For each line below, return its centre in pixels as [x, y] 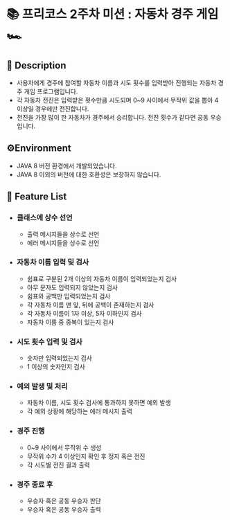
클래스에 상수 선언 [44, 217]
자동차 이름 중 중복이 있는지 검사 [70, 322]
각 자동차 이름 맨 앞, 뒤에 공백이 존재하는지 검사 [90, 305]
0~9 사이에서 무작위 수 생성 [64, 447]
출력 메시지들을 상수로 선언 [63, 234]
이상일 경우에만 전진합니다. [53, 109]
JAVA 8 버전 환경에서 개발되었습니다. [67, 165]
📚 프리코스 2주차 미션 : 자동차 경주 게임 [113, 14]
